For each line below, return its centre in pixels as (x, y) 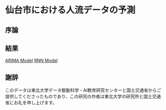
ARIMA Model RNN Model (31, 60)
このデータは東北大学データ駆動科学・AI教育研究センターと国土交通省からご (83, 90)
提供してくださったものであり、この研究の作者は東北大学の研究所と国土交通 (83, 97)
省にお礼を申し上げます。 (31, 103)
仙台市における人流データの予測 (70, 10)
